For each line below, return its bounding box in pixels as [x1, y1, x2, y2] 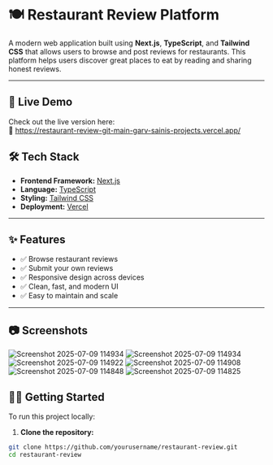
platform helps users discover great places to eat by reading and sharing [8, 55, 252, 65]
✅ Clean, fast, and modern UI [19, 281, 119, 292]
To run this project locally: [8, 411, 96, 421]
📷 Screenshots [8, 324, 88, 337]
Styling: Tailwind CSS [19, 193, 94, 202]
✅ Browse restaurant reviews [19, 254, 119, 264]
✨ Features [8, 232, 66, 246]
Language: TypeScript [19, 184, 96, 194]
